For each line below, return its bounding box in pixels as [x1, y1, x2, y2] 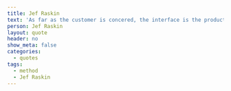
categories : [7, 49, 41, 55]
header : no [7, 36, 38, 42]
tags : [7, 61, 23, 68]
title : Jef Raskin [7, 10, 60, 17]
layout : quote [7, 29, 48, 36]
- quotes [13, 55, 38, 62]
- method [13, 67, 38, 74]
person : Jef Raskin [7, 23, 63, 29]
